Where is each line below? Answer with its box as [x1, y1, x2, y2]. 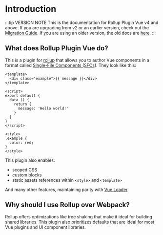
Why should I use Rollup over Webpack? [5, 201, 130, 209]
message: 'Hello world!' [18, 106, 69, 111]
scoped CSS [12, 167, 38, 172]
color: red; [9, 140, 34, 145]
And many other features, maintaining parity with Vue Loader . [5, 187, 129, 192]
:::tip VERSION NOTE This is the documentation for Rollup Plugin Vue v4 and [5, 20, 159, 25]
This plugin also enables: [5, 157, 55, 163]
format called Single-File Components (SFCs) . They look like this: [5, 62, 137, 68]
